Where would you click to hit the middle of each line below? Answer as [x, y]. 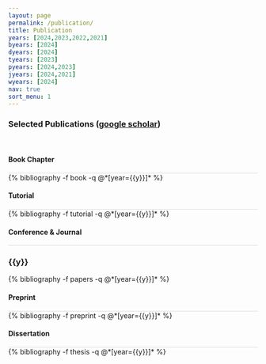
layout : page [30, 15]
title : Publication [40, 30]
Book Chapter [31, 160]
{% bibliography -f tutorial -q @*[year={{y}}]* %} [89, 214]
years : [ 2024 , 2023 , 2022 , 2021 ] [58, 38]
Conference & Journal [45, 232]
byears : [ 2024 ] [33, 45]
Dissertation [29, 334]
